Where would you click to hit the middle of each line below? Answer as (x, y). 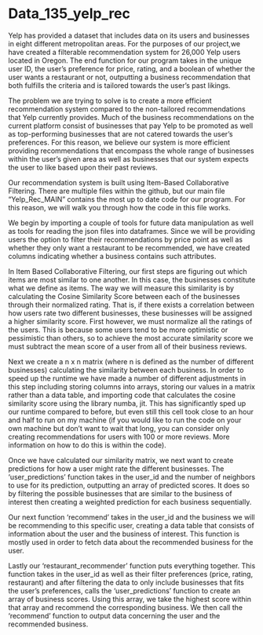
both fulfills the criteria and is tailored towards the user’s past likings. (119, 85)
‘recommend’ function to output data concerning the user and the (114, 615)
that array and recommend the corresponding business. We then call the (126, 607)
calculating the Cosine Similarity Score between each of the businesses (124, 296)
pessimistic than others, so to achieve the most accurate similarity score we (131, 338)
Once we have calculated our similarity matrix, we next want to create (121, 460)
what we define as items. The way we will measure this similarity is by (121, 288)
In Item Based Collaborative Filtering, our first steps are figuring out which (128, 271)
